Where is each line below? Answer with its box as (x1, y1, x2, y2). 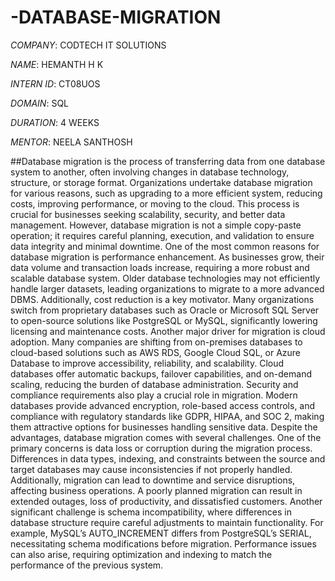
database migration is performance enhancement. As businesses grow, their (10, 251, 325, 263)
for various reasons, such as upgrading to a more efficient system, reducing (10, 187, 323, 199)
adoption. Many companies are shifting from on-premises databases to (10, 336, 303, 348)
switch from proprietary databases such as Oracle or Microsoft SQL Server (10, 304, 320, 316)
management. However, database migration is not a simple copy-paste (10, 219, 302, 231)
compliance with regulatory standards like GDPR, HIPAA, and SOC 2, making (10, 410, 325, 422)
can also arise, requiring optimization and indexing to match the (10, 548, 273, 560)
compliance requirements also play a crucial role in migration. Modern (10, 389, 298, 401)
